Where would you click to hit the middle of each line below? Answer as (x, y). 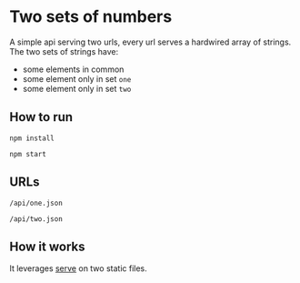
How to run (41, 117)
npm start (28, 154)
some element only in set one (77, 78)
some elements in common (73, 69)
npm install (32, 138)
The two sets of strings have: (64, 51)
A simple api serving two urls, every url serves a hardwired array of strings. (150, 42)
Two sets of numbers (91, 17)
